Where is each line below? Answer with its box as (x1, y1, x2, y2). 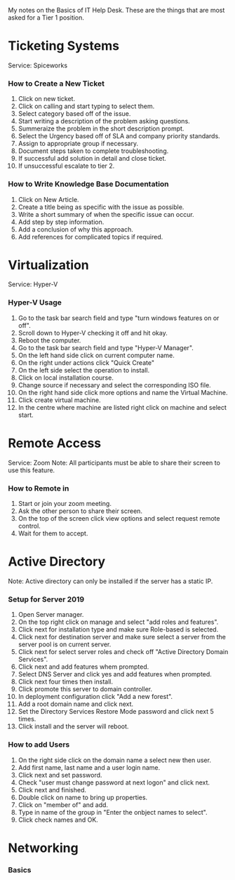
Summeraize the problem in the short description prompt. (18, 124, 184, 133)
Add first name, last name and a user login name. (18, 763, 161, 771)
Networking (8, 840, 79, 855)
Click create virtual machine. (18, 396, 101, 404)
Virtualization (8, 257, 90, 273)
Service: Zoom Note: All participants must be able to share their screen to (8, 458, 220, 467)
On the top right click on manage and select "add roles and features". (18, 618, 219, 627)
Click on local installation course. (18, 373, 114, 382)
